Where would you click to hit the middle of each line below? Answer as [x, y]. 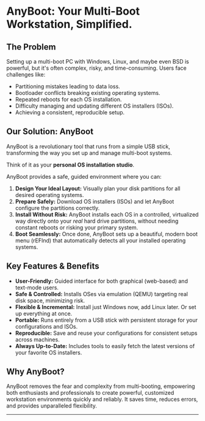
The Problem [31, 47]
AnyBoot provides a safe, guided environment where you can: [84, 176]
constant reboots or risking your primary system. [77, 227]
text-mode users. [37, 287]
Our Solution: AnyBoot [50, 132]
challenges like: [26, 74]
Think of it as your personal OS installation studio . [70, 165]
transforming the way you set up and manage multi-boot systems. [89, 153]
